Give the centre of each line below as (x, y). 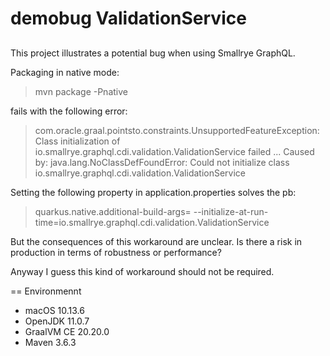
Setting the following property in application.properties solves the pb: (153, 192)
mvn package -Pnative (81, 91)
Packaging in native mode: (65, 72)
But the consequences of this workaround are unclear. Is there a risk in (156, 241)
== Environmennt (46, 291)
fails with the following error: (69, 111)
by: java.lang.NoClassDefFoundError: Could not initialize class (162, 162)
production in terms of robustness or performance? (116, 252)
